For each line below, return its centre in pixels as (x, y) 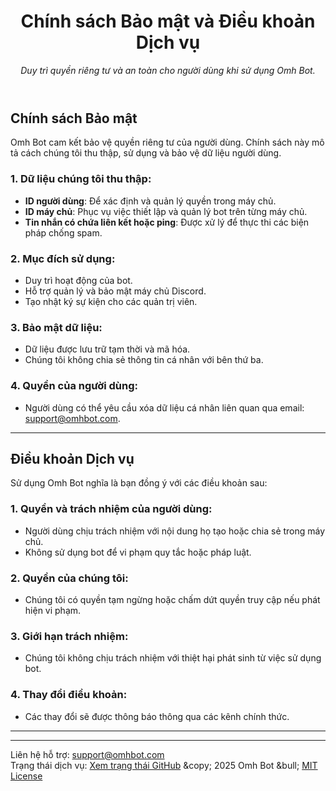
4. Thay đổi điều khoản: (69, 695)
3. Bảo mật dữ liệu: (56, 327)
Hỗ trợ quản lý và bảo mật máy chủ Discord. (115, 291)
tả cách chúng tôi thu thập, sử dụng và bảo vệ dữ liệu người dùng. (146, 153)
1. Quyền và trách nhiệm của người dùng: (111, 509)
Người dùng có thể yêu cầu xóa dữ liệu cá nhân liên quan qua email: (164, 407)
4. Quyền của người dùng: (74, 386)
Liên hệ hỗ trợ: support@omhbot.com (87, 754)
